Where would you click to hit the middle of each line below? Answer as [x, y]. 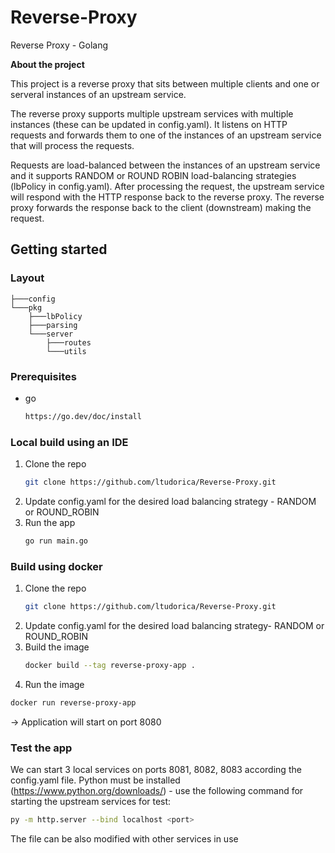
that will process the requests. [72, 145]
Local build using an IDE [69, 442]
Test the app [41, 748]
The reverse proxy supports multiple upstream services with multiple [152, 113]
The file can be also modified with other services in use [124, 838]
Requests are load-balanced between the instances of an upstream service [165, 165]
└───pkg [26, 307]
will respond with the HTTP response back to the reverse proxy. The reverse [167, 197]
